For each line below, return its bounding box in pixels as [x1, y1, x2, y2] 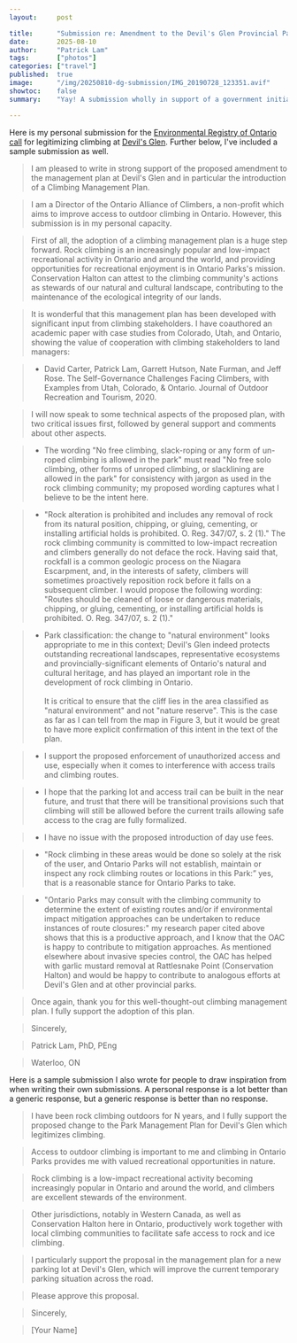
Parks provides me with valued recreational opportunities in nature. [30, 1155, 276, 1166]
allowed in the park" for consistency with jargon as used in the [43, 473, 271, 484]
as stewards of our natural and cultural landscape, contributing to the [30, 282, 284, 292]
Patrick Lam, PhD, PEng [30, 1040, 118, 1051]
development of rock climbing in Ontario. [43, 677, 194, 687]
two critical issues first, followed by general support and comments [30, 418, 277, 429]
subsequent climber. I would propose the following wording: [43, 584, 263, 594]
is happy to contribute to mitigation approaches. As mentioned [43, 941, 272, 952]
